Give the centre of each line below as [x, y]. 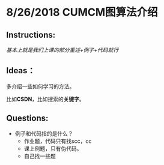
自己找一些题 [40, 156]
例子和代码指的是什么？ [44, 133]
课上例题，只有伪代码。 [53, 148]
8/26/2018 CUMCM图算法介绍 [82, 12]
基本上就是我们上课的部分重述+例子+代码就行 [62, 50]
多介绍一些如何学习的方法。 [41, 86]
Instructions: [31, 34]
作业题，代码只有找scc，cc [58, 141]
